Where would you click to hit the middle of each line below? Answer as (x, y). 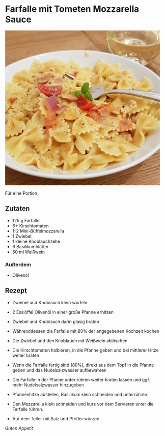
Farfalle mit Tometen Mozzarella (72, 9)
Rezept (16, 291)
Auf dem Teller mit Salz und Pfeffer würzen (56, 418)
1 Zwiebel (22, 236)
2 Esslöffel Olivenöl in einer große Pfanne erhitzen (63, 312)
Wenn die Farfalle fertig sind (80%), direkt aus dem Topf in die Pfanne (83, 365)
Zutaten (18, 209)
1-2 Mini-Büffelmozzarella (38, 231)
